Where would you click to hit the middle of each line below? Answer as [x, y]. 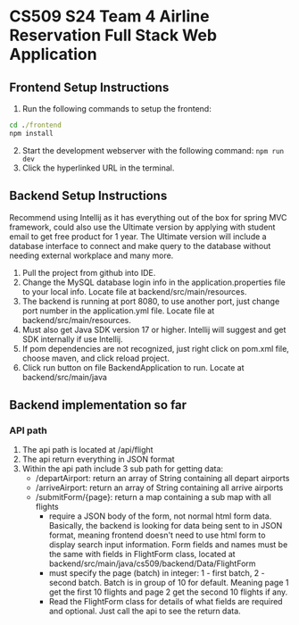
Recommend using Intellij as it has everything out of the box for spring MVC [148, 217]
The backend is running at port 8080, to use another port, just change [151, 301]
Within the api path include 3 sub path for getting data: [123, 469]
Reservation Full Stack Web [113, 35]
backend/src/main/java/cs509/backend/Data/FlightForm [152, 563]
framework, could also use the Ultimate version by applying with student [142, 227]
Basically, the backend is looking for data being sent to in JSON [166, 526]
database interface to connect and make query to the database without [140, 246]
